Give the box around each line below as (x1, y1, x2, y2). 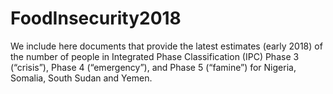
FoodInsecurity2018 (10, 7, 182, 30)
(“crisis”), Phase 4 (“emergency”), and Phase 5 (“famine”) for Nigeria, (10, 61, 297, 73)
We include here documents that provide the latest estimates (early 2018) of (10, 40, 323, 52)
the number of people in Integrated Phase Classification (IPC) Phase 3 (10, 50, 300, 62)
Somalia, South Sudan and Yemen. (10, 72, 153, 84)
